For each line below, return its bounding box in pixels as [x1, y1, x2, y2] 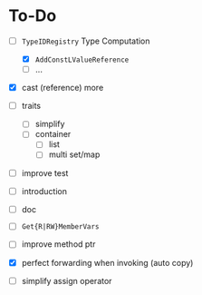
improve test [21, 167, 69, 178]
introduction [21, 185, 67, 196]
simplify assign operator [21, 275, 112, 286]
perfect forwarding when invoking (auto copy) [21, 257, 194, 268]
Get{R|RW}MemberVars [21, 222, 100, 231]
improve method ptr [21, 239, 96, 250]
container [34, 129, 72, 140]
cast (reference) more [21, 83, 104, 93]
